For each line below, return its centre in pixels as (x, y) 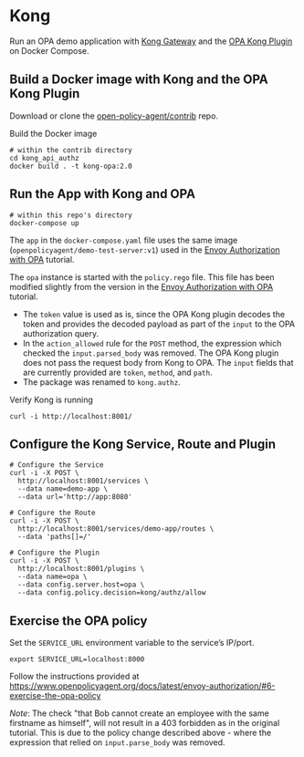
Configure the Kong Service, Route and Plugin (143, 444)
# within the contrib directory (71, 150)
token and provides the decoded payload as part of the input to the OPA (158, 324)
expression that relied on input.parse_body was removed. (117, 742)
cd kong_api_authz (44, 158)
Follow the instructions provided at (74, 677)
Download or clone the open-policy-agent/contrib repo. (114, 116)
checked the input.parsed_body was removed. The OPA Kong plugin (151, 353)
